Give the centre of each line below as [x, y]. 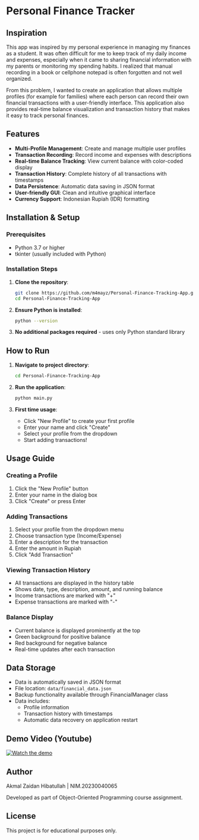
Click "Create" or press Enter [50, 501]
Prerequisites [26, 235]
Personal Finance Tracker [71, 11]
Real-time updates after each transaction [65, 649]
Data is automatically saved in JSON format [68, 682]
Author [19, 771]
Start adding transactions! [55, 440]
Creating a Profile [32, 475]
